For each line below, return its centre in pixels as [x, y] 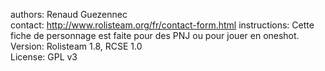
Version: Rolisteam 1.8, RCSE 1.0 [76, 46]
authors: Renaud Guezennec [69, 14]
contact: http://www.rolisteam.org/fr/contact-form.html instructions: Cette [162, 25]
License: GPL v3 [44, 57]
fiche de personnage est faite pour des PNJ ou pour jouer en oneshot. [155, 35]
